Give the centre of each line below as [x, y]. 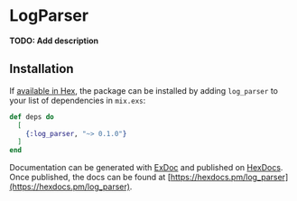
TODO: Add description [54, 41]
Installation [42, 69]
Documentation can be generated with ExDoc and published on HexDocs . [146, 168]
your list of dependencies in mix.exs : [78, 100]
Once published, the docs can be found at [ [90, 178]
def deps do [32, 117]
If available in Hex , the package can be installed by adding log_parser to [144, 90]
